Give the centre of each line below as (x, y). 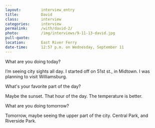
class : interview (33, 19)
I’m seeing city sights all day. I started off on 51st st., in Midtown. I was (77, 71)
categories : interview (33, 24)
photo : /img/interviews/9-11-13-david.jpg (60, 33)
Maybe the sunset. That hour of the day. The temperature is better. (74, 96)
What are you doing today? (33, 61)
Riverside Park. (21, 120)
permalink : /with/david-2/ (39, 29)
